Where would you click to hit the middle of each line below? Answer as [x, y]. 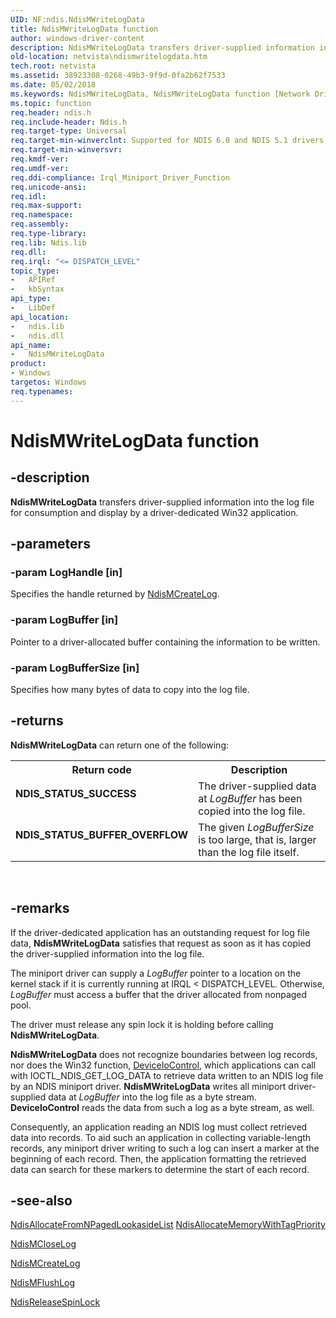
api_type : [31, 299]
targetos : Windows [48, 382]
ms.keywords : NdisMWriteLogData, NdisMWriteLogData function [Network [160, 94]
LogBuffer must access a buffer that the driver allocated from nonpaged [159, 994]
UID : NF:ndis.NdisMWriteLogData [77, 19]
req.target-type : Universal [69, 131]
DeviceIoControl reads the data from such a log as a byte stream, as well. [162, 1107]
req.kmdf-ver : [40, 159]
